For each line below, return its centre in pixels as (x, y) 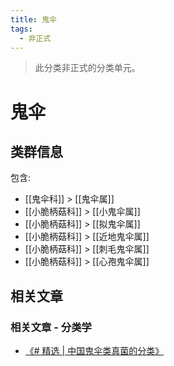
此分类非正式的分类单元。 (87, 68)
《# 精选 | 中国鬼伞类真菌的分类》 (94, 351)
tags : (21, 29)
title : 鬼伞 (33, 19)
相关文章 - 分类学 (51, 327)
